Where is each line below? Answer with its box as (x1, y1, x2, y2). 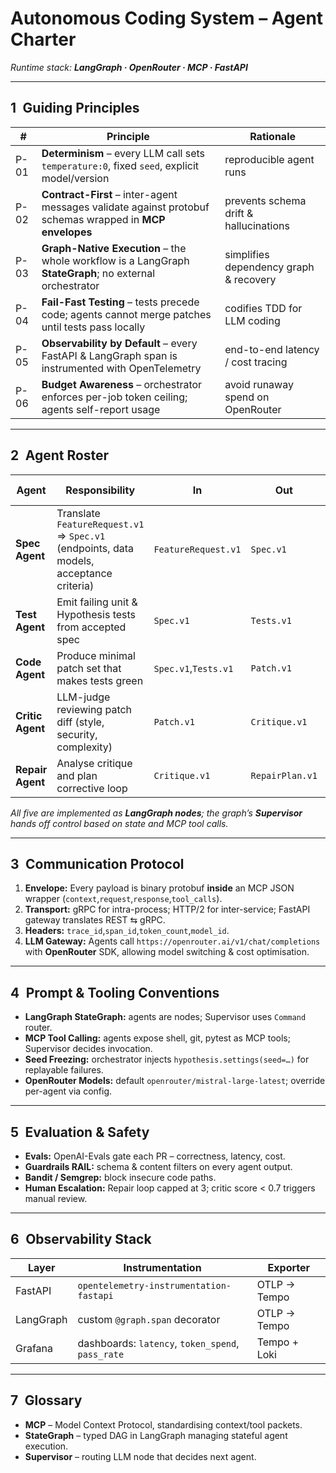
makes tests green (56, 673, 144, 687)
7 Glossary (10, 1392, 83, 1409)
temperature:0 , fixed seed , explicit (41, 158, 200, 172)
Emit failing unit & (56, 595, 138, 609)
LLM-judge (56, 690, 111, 704)
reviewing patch (56, 702, 133, 716)
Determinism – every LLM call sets (41, 146, 206, 160)
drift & (224, 206, 254, 220)
